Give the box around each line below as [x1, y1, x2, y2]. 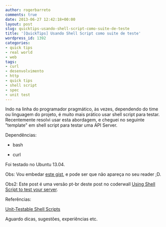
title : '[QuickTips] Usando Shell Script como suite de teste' [5, 31, 141, 36]
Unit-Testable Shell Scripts [5, 206, 61, 212]
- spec [5, 87, 19, 93]
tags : [5, 59, 17, 64]
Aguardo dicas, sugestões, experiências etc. [5, 216, 98, 222]
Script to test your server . [5, 186, 58, 193]
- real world [5, 50, 33, 55]
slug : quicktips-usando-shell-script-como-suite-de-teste [5, 26, 130, 31]
